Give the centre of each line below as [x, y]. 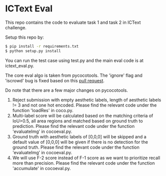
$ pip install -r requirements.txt [42, 46]
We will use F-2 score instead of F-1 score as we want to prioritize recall [86, 158]
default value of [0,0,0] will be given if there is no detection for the [80, 142]
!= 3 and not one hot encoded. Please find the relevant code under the [84, 105]
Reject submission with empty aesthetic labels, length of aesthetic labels [87, 100]
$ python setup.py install [33, 51]
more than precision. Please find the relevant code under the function [83, 163]
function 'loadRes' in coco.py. [43, 110]
